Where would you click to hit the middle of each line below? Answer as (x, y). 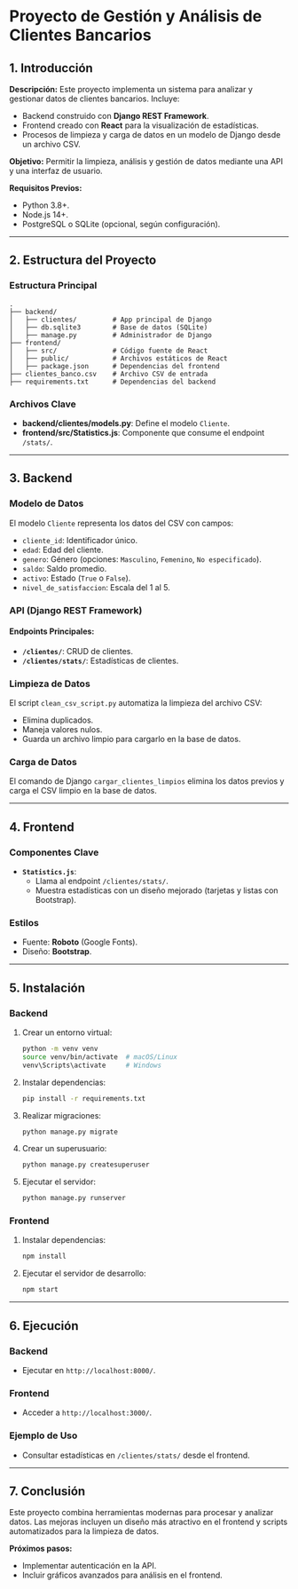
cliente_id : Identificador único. (80, 540)
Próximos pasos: (41, 1549)
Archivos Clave (43, 404)
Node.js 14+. (45, 214)
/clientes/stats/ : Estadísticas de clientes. (100, 660)
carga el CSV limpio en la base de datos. (83, 791)
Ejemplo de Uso (43, 1435)
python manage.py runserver (74, 1198)
